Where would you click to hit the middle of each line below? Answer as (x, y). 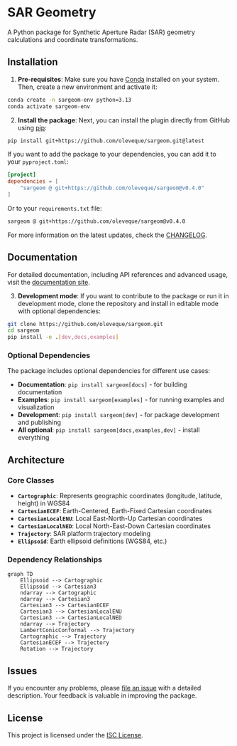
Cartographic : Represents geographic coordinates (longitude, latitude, (120, 496)
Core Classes (31, 480)
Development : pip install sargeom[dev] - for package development (118, 415)
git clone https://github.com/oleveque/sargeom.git (85, 324)
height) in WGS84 (44, 503)
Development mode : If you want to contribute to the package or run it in (123, 295)
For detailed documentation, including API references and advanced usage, (118, 274)
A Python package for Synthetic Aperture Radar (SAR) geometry (101, 32)
